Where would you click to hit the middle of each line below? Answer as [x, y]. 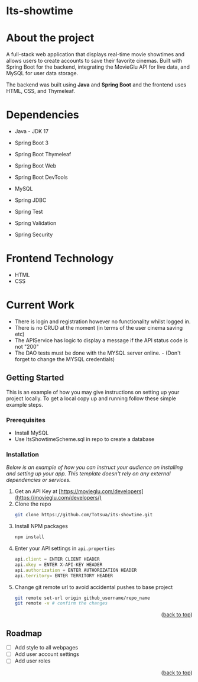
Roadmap [24, 633]
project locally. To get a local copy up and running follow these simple [91, 398]
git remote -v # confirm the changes [61, 603]
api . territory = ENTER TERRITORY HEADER [64, 575]
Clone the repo [33, 504]
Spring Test [29, 212]
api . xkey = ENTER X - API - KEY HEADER [59, 564]
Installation [23, 454]
